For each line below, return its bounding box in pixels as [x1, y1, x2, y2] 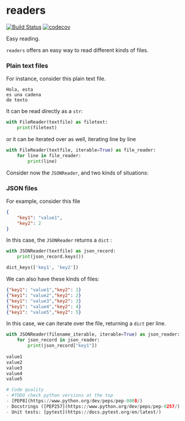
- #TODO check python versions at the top [6, 392, 113, 398]
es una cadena [6, 92, 42, 98]
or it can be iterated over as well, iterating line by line [6, 135, 136, 142]
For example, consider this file [6, 197, 81, 205]
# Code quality [6, 387, 44, 393]
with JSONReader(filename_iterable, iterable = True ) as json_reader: [6, 331, 180, 338]
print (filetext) [17, 125, 58, 131]
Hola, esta [6, 87, 33, 93]
